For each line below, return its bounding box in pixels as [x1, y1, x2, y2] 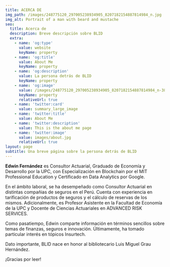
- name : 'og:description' [14, 69, 69, 74]
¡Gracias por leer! [5, 256, 41, 262]
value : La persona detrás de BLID [18, 74, 92, 79]
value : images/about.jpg [18, 135, 71, 140]
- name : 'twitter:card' [14, 102, 65, 107]
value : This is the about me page [18, 125, 92, 130]
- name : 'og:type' [14, 41, 53, 46]
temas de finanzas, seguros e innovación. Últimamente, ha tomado [5, 225, 145, 231]
